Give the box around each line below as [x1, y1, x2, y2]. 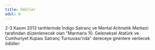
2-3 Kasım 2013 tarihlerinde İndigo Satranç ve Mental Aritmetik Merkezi [5, 25, 149, 31]
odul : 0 [5, 12, 21, 17]
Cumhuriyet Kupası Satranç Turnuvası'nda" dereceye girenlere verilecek [5, 35, 150, 41]
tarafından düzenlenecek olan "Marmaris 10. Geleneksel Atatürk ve [5, 30, 139, 36]
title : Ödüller [5, 7, 36, 12]
